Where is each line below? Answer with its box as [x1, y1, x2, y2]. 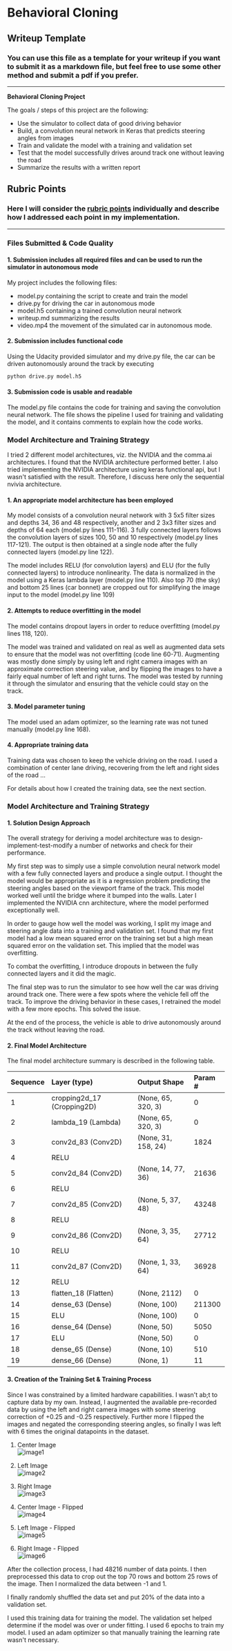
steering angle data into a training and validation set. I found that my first [7, 927, 214, 935]
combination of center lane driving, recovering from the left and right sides [7, 764, 220, 772]
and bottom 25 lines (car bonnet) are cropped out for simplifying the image [7, 583, 220, 592]
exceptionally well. [7, 906, 60, 914]
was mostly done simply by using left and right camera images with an [7, 657, 208, 666]
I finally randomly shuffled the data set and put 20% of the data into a [7, 1593, 205, 1601]
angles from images [17, 133, 74, 142]
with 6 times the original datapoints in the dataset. [7, 1427, 150, 1436]
